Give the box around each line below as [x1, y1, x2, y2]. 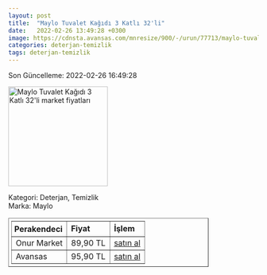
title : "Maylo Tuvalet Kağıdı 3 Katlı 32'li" [8, 19, 165, 27]
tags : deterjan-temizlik [8, 49, 91, 57]
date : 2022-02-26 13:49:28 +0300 [8, 26, 126, 34]
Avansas [15, 251, 48, 261]
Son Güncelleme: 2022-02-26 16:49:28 [8, 71, 137, 80]
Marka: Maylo [8, 201, 53, 210]
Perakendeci [14, 224, 64, 234]
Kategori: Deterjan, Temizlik [8, 193, 99, 202]
